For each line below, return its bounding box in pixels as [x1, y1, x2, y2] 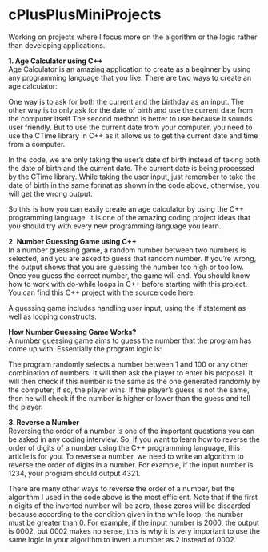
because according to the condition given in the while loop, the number [8, 509, 244, 518]
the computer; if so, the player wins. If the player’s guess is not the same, [8, 385, 250, 395]
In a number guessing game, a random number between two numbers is [8, 245, 246, 255]
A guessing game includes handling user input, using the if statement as [8, 303, 246, 312]
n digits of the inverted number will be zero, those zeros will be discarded [8, 501, 250, 510]
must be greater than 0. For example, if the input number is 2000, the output [8, 518, 260, 527]
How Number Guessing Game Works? [8, 327, 137, 336]
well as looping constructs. [8, 312, 98, 321]
